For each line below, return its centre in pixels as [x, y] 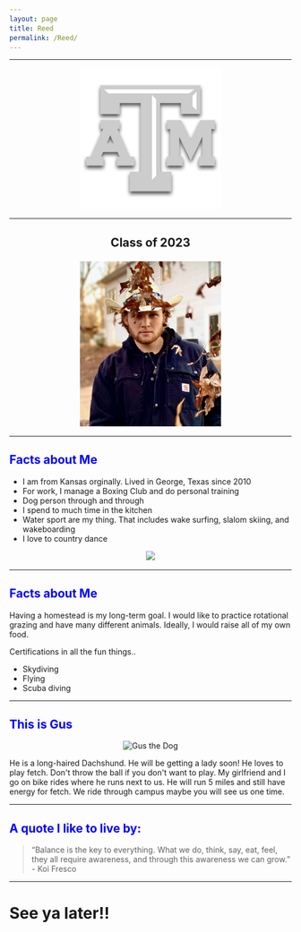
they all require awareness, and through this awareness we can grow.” [161, 859]
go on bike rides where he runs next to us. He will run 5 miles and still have [147, 782]
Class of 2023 [150, 242]
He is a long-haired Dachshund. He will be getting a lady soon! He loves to [146, 763]
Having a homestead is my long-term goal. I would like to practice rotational [149, 615]
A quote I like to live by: [75, 828]
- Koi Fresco [54, 869]
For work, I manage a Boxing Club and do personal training [131, 491]
